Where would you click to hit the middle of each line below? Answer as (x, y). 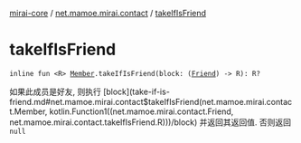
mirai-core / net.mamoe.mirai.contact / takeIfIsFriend (108, 13)
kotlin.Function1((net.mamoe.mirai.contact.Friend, (141, 111)
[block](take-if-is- (136, 91)
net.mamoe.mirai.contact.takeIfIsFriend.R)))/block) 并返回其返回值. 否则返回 (150, 122)
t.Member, (28, 111)
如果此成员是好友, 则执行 (55, 91)
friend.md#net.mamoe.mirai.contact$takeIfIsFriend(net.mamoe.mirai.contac (150, 101)
